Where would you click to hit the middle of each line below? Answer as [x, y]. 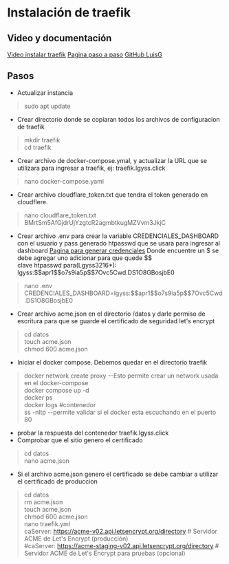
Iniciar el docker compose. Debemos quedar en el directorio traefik [112, 362]
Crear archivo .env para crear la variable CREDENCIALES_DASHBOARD [118, 236]
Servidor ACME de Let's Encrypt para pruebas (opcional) [105, 553]
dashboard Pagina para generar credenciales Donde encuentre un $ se [118, 250]
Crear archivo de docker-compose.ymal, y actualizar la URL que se [112, 160]
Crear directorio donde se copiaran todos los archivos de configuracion [118, 119]
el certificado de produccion [57, 481]
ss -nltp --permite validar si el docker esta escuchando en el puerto [120, 412]
